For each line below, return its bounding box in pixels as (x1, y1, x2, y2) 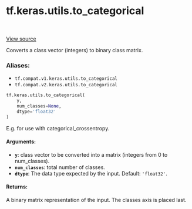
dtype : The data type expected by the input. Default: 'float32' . (14, 170, 167, 177)
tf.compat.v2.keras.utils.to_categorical (14, 82, 117, 88)
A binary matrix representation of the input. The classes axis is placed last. (6, 197, 187, 204)
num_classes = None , (16, 103, 62, 109)
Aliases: (6, 61, 31, 69)
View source (6, 35, 36, 42)
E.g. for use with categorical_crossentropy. (6, 124, 110, 132)
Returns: (6, 183, 28, 190)
